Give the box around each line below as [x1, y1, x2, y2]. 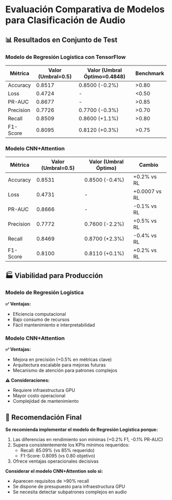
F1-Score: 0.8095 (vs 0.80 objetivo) [20, 452, 96, 459]
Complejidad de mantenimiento [12, 398, 79, 404]
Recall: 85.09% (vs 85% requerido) [20, 447, 95, 453]
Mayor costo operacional [12, 393, 66, 399]
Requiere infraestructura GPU [12, 387, 75, 394]
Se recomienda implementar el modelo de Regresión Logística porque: [5, 426, 158, 432]
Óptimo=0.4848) [83, 73, 125, 80]
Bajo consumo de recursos [12, 316, 70, 322]
